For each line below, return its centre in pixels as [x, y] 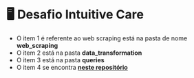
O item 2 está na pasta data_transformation [79, 53]
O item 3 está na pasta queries [60, 60]
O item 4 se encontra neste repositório [72, 67]
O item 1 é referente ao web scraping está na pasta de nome [102, 38]
